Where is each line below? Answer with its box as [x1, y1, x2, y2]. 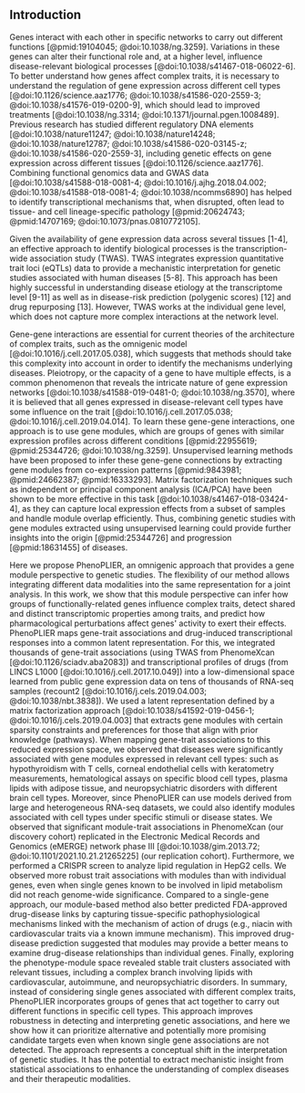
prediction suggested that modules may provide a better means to [40, 937, 289, 948]
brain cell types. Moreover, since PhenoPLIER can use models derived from [9, 792, 292, 803]
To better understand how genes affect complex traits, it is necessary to [9, 70, 280, 81]
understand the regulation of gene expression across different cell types [9, 79, 281, 90]
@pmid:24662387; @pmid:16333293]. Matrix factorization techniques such [9, 474, 293, 484]
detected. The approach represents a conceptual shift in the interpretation [9, 1044, 288, 1055]
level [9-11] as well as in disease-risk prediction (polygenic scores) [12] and [9, 291, 291, 302]
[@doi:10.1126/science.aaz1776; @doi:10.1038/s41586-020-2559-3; [9, 89, 261, 100]
